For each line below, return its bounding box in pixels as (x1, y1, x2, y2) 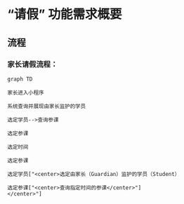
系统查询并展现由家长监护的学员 (7, 102, 86, 109)
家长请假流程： (7, 59, 58, 69)
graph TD (7, 75, 33, 83)
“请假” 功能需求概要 (7, 6, 122, 22)
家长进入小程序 (7, 89, 44, 96)
